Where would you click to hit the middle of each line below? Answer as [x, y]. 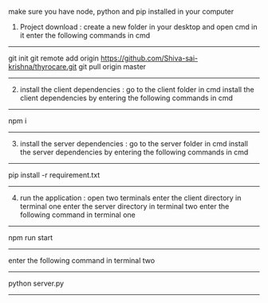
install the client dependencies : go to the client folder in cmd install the [137, 89]
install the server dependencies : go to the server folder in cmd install [134, 144]
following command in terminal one [77, 215]
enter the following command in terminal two [82, 260]
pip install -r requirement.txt [54, 175]
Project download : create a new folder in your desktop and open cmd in [138, 27]
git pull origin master [112, 66]
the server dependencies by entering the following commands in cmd [134, 152]
